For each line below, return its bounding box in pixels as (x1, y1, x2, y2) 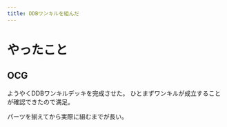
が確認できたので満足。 (7, 97, 74, 106)
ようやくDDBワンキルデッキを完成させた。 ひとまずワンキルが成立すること (7, 89, 221, 97)
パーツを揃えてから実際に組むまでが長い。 (7, 112, 128, 121)
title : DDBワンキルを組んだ (7, 10, 79, 17)
